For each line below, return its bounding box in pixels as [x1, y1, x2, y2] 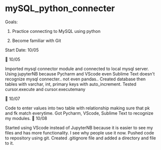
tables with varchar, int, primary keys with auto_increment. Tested [5, 81, 137, 87]
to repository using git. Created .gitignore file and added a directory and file [5, 135, 156, 141]
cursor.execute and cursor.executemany [5, 86, 86, 92]
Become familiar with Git [12, 37, 62, 44]
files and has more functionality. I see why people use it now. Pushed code [5, 130, 154, 135]
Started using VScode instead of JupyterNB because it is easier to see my [5, 124, 153, 131]
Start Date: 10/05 [5, 47, 39, 53]
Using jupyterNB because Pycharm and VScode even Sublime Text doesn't [5, 71, 155, 76]
